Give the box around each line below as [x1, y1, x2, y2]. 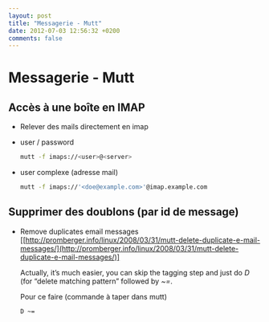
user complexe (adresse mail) [19, 168, 119, 177]
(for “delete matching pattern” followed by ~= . [19, 276, 173, 286]
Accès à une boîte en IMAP [8, 100, 146, 114]
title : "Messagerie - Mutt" [8, 19, 103, 27]
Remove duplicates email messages [19, 226, 139, 236]
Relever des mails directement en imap [19, 122, 149, 132]
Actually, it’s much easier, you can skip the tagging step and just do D [19, 267, 251, 277]
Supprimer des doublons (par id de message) [8, 206, 239, 219]
